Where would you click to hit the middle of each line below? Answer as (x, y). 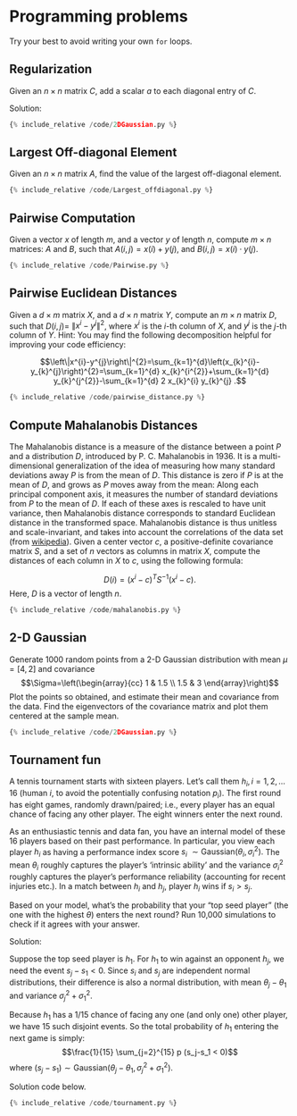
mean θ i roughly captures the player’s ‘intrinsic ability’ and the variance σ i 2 (146, 865)
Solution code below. (48, 1087)
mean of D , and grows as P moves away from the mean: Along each (134, 485)
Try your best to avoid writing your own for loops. (101, 41)
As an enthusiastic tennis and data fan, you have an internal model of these (147, 831)
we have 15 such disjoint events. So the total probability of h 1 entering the (144, 1028)
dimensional (32, 466)
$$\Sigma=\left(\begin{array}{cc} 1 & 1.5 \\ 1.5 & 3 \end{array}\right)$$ (150, 683)
